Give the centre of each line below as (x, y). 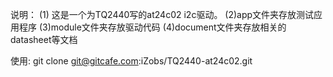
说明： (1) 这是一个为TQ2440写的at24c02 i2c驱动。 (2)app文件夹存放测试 (162, 14)
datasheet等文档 (44, 39)
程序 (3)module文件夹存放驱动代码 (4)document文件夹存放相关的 (152, 27)
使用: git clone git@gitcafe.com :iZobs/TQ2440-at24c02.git (131, 61)
